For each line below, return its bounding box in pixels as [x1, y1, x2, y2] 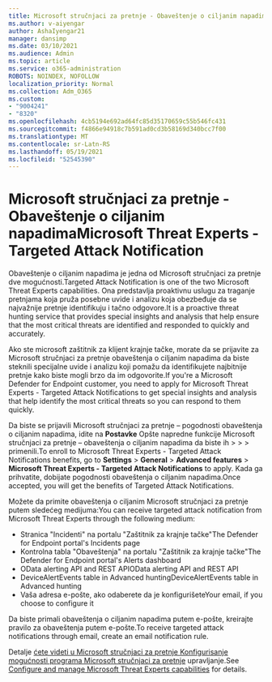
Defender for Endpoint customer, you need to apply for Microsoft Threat [8, 379, 249, 389]
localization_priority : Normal [8, 79, 114, 88]
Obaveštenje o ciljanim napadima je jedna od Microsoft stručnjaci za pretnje [8, 268, 261, 278]
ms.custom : [8, 95, 45, 103]
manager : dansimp [8, 34, 67, 43]
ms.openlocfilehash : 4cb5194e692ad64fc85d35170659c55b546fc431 [8, 118, 227, 126]
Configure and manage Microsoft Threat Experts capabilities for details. [8, 664, 248, 674]
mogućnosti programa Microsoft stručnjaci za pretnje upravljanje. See [8, 656, 240, 666]
